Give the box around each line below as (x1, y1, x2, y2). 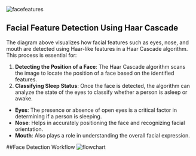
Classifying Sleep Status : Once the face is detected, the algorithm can (14, 82, 190, 89)
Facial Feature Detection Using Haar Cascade (6, 23, 179, 33)
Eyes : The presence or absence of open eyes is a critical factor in (14, 106, 177, 114)
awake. (14, 94, 33, 102)
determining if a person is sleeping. (14, 112, 102, 120)
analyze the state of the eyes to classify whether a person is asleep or (14, 88, 188, 96)
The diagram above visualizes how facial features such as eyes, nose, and (6, 39, 189, 46)
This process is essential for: (6, 51, 77, 59)
